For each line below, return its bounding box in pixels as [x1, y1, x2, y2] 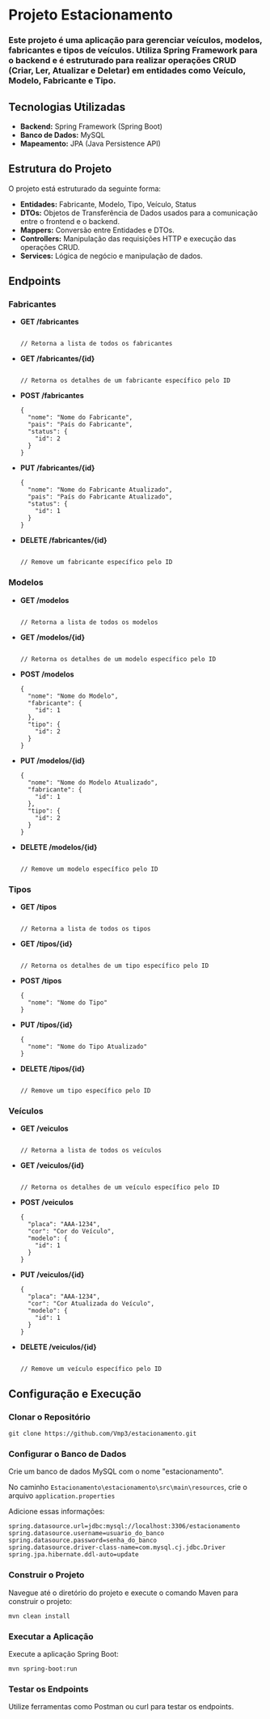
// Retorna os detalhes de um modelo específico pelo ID [19, 655, 217, 663]
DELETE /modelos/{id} [19, 842, 98, 851]
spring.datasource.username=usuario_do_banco [8, 1530, 164, 1538]
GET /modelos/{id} [19, 632, 86, 642]
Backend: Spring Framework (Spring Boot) [19, 121, 163, 131]
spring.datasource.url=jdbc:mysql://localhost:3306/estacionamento [8, 1522, 241, 1530]
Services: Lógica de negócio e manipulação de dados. [19, 251, 204, 261]
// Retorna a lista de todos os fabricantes [19, 340, 173, 348]
